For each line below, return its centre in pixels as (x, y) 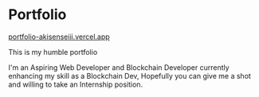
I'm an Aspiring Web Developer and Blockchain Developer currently (119, 67)
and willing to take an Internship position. (76, 84)
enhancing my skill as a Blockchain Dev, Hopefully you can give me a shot (129, 76)
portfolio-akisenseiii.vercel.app (59, 37)
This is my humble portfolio (53, 52)
